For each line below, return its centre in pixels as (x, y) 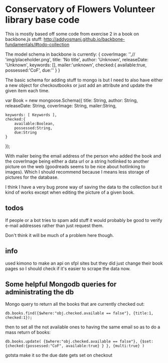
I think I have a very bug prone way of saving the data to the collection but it (84, 187)
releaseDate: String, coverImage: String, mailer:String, (61, 105)
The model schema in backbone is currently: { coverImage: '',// (70, 54)
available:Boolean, (35, 124)
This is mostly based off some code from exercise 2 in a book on (72, 34)
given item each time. (27, 90)
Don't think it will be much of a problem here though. (60, 235)
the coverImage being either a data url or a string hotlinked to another (77, 161)
